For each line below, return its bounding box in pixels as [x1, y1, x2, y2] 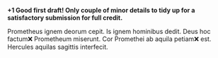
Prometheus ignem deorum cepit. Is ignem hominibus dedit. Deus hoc [7, 28, 211, 35]
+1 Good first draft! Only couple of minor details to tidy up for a [7, 6, 195, 14]
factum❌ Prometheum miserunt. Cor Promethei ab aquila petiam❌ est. [7, 35, 212, 43]
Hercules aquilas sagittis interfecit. [7, 42, 108, 51]
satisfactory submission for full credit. [7, 13, 123, 22]
